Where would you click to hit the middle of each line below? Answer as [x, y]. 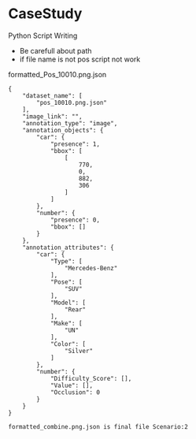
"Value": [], [71, 385]
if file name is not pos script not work [80, 59]
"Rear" [75, 309]
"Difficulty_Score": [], [91, 378]
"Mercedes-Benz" [91, 268]
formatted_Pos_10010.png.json [57, 74]
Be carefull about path [55, 50]
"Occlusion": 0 [75, 392]
